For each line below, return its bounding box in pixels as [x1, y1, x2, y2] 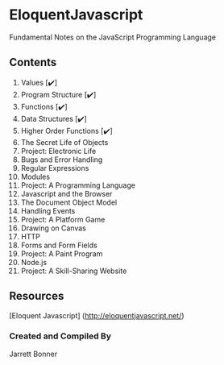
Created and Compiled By [9, 330, 112, 342]
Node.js [20, 257, 48, 267]
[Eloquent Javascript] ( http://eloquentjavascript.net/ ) [9, 310, 185, 320]
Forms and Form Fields [20, 240, 97, 250]
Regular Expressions [20, 163, 89, 172]
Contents [9, 56, 57, 69]
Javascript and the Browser [20, 189, 113, 198]
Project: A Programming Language [20, 180, 136, 190]
